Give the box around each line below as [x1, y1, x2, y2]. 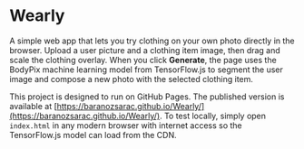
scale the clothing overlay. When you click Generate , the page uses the [9, 54, 277, 65]
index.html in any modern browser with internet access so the [9, 119, 242, 131]
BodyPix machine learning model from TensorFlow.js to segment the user [9, 64, 284, 75]
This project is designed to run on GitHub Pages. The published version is [9, 91, 285, 102]
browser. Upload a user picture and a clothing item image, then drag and [9, 44, 281, 55]
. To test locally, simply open [159, 110, 266, 121]
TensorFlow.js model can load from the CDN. [9, 129, 177, 140]
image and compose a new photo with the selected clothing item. [9, 73, 254, 84]
